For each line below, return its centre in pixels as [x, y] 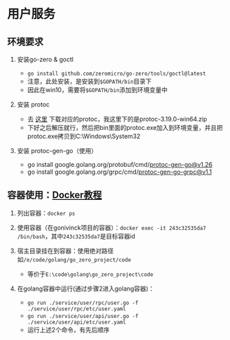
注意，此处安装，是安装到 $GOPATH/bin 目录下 [90, 81]
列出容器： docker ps [46, 213]
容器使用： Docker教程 [55, 195]
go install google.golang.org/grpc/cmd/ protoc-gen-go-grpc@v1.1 [119, 172]
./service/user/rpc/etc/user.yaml [77, 309]
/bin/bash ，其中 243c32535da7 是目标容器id [76, 236]
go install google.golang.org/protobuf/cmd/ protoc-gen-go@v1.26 [120, 165]
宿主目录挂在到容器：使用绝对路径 [65, 251]
